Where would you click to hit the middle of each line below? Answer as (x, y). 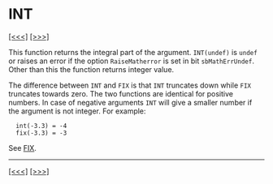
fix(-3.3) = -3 (41, 133)
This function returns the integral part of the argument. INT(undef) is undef (133, 52)
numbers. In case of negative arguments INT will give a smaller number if (130, 102)
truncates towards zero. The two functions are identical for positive (121, 93)
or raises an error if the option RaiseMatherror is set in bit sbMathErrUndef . (131, 61)
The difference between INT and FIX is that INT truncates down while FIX (130, 85)
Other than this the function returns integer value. (91, 69)
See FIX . (22, 148)
